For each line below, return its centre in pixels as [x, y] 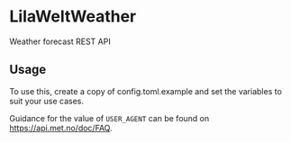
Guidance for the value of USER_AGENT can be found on [109, 118]
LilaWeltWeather [73, 17]
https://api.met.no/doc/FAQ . [61, 128]
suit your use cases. [46, 101]
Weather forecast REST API [60, 41]
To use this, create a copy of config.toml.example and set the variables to [145, 91]
